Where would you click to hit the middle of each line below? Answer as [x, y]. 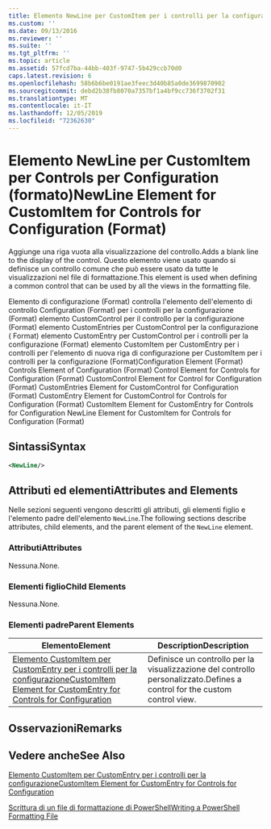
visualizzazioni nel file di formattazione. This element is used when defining [133, 277]
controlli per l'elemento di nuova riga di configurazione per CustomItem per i [135, 352]
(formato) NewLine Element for [112, 195]
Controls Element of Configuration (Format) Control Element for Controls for [134, 370]
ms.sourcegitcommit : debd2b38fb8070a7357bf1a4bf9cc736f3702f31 [117, 91]
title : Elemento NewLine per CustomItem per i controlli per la [119, 16]
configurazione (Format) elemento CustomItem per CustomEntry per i [124, 344]
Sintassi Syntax [47, 447]
